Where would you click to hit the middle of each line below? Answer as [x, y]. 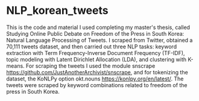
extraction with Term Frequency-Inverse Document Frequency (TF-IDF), [96, 53]
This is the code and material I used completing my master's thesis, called [98, 27]
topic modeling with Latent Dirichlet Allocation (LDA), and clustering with [96, 59]
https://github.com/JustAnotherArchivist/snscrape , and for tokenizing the [97, 72]
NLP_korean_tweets [57, 11]
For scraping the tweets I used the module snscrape [91, 66]
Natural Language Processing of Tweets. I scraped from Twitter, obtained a [99, 40]
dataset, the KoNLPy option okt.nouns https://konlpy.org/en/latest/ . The [95, 79]
